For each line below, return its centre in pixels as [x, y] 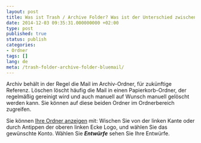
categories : [21, 45]
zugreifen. [19, 109]
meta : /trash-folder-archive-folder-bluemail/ [65, 67]
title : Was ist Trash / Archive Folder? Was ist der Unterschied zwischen [101, 17]
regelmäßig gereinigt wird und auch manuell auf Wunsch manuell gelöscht [98, 97]
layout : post [22, 12]
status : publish [26, 39]
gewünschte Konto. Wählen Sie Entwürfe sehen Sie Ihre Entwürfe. [88, 133]
